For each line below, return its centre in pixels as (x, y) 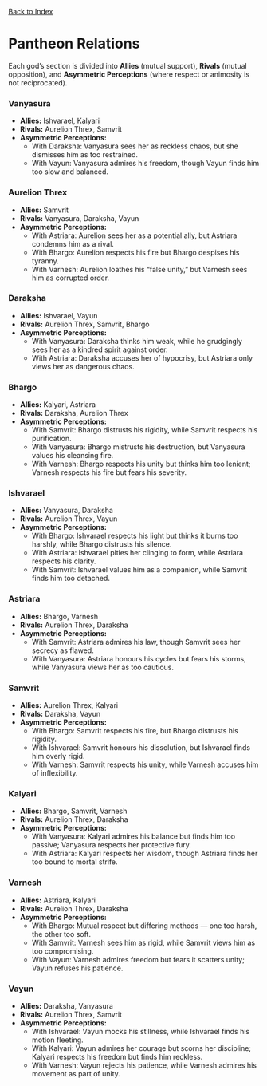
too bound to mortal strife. (75, 862)
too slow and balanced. (70, 172)
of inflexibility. (55, 773)
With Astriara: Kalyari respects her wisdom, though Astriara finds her (145, 854)
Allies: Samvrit (44, 210)
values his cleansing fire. (73, 456)
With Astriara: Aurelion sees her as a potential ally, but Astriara (134, 235)
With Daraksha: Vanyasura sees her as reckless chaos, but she (135, 146)
